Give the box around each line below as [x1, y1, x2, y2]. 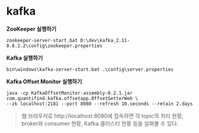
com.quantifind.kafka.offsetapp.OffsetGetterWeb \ [6, 95, 138, 101]
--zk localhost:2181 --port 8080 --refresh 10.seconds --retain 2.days [6, 101, 193, 107]
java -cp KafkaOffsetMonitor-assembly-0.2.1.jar [6, 90, 133, 96]
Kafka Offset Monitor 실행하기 [6, 77, 83, 85]
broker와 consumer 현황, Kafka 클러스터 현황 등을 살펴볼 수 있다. [21, 120, 179, 127]
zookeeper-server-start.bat [6, 37, 78, 43]
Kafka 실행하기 [6, 54, 43, 62]
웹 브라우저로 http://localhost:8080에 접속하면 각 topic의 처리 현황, [21, 112, 184, 120]
